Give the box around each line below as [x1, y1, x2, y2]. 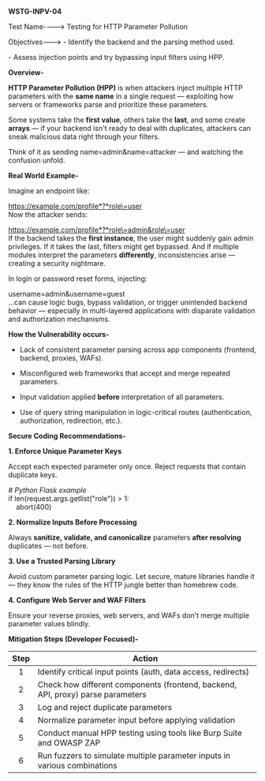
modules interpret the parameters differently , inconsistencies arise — [8, 250, 236, 260]
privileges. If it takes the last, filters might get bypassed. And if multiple [8, 242, 239, 251]
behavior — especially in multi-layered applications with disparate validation [8, 306, 256, 315]
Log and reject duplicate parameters [37, 702, 172, 712]
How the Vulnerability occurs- [8, 330, 110, 338]
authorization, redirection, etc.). [19, 416, 122, 425]
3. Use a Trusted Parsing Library [8, 556, 116, 566]
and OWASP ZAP [37, 738, 101, 748]
